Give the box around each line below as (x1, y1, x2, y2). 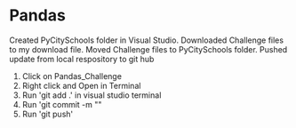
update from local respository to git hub (9, 53, 155, 64)
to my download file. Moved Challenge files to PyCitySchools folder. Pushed (9, 44, 288, 54)
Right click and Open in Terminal (21, 80, 141, 91)
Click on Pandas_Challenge (21, 70, 123, 81)
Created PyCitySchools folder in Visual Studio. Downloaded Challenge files (9, 35, 284, 45)
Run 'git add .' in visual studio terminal (21, 90, 162, 100)
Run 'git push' (21, 108, 74, 119)
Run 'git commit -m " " (21, 99, 102, 109)
